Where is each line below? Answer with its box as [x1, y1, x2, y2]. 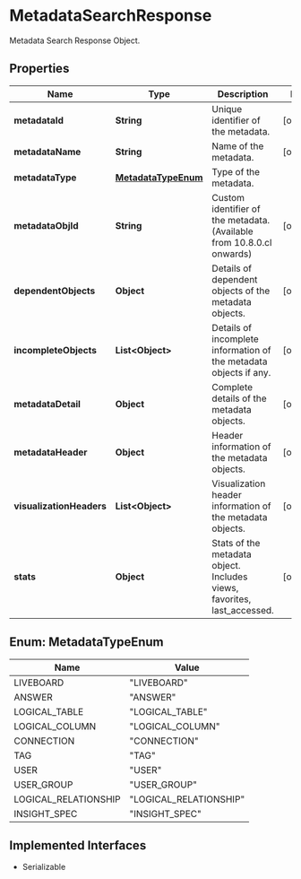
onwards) [211, 248, 253, 260]
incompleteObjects [13, 344, 97, 356]
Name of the [211, 140, 264, 152]
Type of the [211, 165, 261, 178]
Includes [211, 570, 248, 583]
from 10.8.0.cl [211, 236, 272, 248]
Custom [211, 191, 245, 204]
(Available [211, 225, 254, 238]
